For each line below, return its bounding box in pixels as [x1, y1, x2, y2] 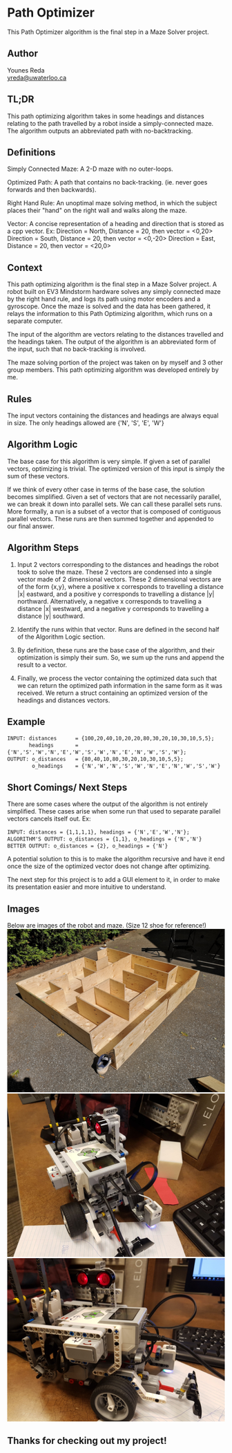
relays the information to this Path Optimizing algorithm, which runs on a [7, 310, 213, 318]
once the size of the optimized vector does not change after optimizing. [7, 862, 211, 870]
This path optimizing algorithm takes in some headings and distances [7, 112, 205, 120]
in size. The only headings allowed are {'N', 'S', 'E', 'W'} [7, 419, 164, 426]
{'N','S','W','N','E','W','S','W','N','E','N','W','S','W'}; [7, 749, 187, 756]
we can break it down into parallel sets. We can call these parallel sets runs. [7, 500, 223, 508]
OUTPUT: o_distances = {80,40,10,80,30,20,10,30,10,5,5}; [7, 756, 184, 763]
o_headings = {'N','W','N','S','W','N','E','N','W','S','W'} [32, 762, 221, 770]
